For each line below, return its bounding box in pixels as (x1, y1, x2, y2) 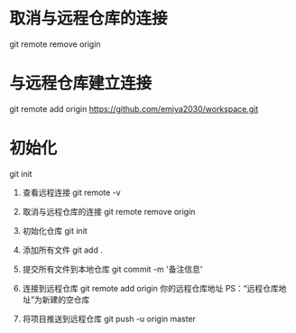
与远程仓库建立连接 (9, 73, 153, 94)
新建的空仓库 (42, 294, 90, 305)
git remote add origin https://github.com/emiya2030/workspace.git (9, 103, 259, 114)
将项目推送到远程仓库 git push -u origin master (22, 313, 197, 324)
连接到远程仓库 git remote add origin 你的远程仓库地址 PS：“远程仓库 (22, 282, 279, 293)
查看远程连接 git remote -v (22, 187, 121, 198)
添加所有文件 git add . (22, 245, 104, 255)
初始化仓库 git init (22, 225, 88, 236)
